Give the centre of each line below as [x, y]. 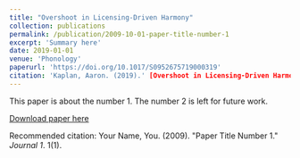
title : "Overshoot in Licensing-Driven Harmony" [101, 17]
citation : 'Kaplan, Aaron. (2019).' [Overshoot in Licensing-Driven [139, 76]
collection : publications [57, 26]
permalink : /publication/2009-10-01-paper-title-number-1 [119, 34]
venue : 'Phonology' [46, 59]
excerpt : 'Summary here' [55, 42]
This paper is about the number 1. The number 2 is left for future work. [139, 101]
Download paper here [49, 118]
